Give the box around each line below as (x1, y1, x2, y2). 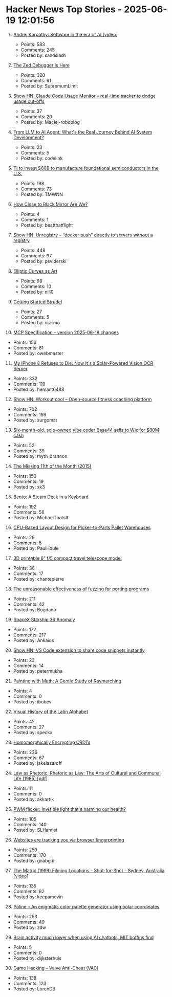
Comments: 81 (13, 344, 44, 351)
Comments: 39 (13, 448, 45, 454)
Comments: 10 (20, 283, 52, 290)
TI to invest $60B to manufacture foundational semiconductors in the (13, 165, 159, 171)
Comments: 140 (13, 821, 47, 827)
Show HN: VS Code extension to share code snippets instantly (13, 647, 145, 653)
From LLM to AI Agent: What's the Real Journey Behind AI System (13, 129, 153, 135)
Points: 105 (13, 816, 37, 822)
